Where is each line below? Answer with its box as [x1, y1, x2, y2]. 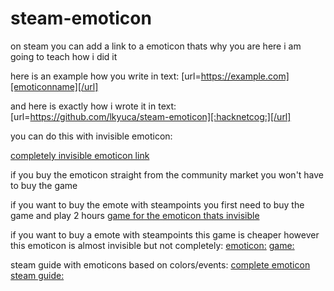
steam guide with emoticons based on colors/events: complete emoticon [10, 258, 311, 271]
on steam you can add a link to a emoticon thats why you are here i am [10, 40, 302, 52]
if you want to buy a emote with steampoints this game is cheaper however [10, 228, 320, 241]
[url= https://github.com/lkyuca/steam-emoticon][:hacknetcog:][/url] [10, 110, 292, 122]
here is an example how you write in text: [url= [10, 70, 202, 82]
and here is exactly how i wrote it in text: [10, 100, 177, 112]
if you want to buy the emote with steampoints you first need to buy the [10, 198, 305, 211]
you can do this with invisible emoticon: [10, 130, 173, 142]
